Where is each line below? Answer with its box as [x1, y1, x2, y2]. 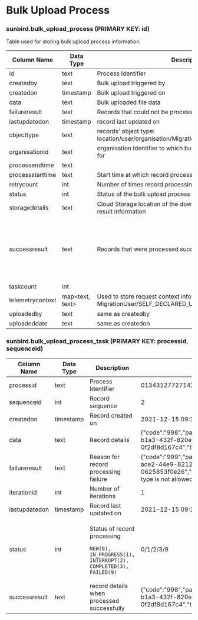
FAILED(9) [89, 569, 117, 576]
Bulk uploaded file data [97, 98, 161, 106]
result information [97, 208, 146, 216]
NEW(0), [89, 545, 111, 552]
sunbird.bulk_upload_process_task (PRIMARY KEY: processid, [6, 337, 189, 345]
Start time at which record [97, 171, 169, 179]
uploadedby [9, 310, 42, 318]
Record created [89, 411, 133, 419]
